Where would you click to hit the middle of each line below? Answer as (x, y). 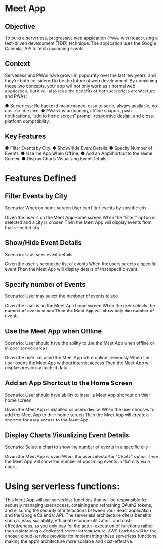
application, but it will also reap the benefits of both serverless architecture (80, 91)
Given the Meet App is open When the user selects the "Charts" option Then (82, 456)
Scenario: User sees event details (39, 255)
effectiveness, (19, 526)
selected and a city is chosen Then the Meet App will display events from (78, 222)
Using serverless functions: (63, 486)
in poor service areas (26, 348)
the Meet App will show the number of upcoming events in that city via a (78, 461)
